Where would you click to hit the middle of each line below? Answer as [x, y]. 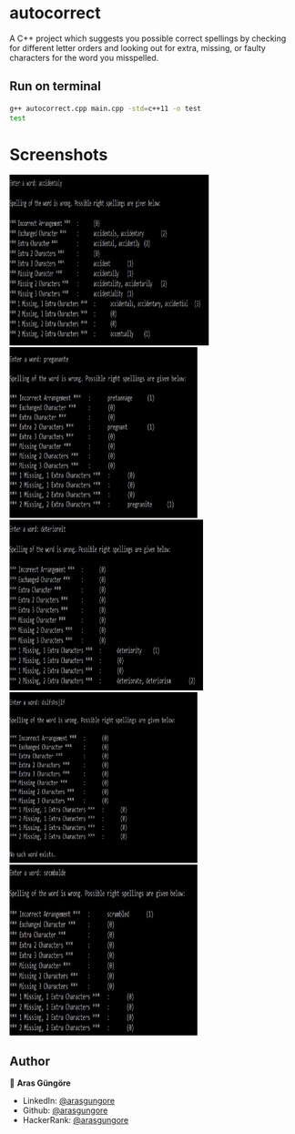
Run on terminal [56, 86]
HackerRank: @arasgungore [76, 1120]
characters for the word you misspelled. [84, 57]
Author [30, 1061]
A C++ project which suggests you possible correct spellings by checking [148, 38]
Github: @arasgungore [65, 1110]
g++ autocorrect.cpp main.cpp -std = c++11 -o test [106, 108]
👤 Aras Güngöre [40, 1083]
